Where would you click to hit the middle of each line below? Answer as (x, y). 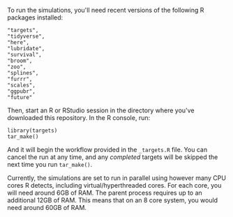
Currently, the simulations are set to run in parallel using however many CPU (117, 178)
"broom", (20, 61)
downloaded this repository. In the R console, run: (79, 118)
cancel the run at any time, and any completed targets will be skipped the (113, 157)
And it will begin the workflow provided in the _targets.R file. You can (107, 150)
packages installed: (35, 17)
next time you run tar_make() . (50, 164)
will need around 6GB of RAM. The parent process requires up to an (105, 193)
